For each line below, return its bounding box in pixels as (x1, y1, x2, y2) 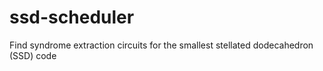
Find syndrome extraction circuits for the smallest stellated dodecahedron (9, 39, 314, 51)
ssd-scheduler (9, 6, 135, 29)
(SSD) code (9, 49, 57, 61)
